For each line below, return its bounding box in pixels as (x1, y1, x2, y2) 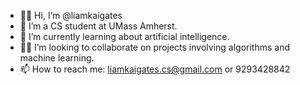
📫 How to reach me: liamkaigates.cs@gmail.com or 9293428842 (19, 63, 291, 75)
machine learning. (19, 52, 95, 64)
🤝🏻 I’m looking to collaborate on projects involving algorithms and (19, 41, 291, 53)
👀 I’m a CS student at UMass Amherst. (19, 20, 178, 32)
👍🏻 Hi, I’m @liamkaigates (19, 10, 123, 21)
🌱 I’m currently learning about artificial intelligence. (19, 31, 230, 42)
